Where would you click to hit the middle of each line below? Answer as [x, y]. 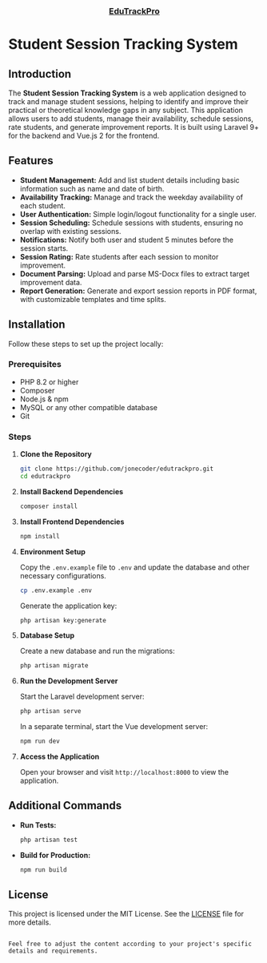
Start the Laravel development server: [82, 697]
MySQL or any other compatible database [89, 407]
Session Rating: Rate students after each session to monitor [119, 256]
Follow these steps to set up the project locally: [86, 344]
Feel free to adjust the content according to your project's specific [130, 944]
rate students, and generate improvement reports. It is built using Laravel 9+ [134, 127]
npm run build [43, 870]
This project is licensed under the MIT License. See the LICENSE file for [126, 914]
